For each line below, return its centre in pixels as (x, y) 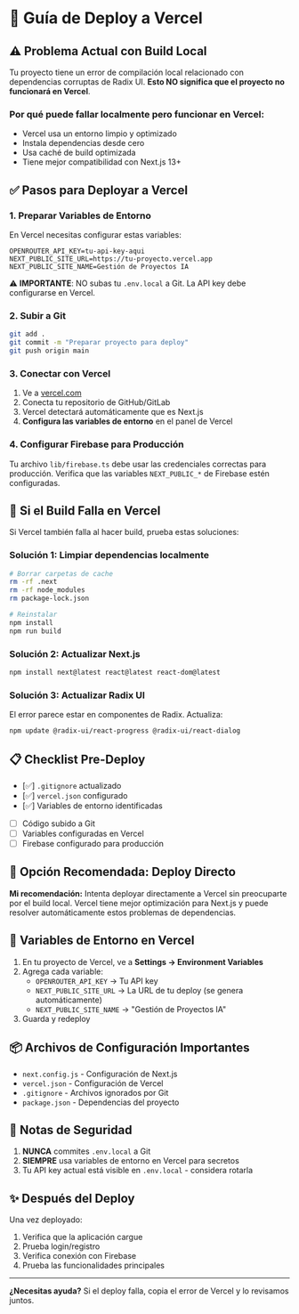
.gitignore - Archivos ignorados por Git (95, 1092)
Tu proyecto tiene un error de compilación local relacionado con (127, 72)
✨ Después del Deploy (72, 1198)
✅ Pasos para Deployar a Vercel (99, 190)
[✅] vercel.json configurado (75, 795)
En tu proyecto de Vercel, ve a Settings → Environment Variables (143, 961)
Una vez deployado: (46, 1220)
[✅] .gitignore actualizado (72, 785)
